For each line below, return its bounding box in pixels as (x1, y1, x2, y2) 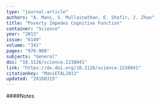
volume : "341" (6, 43, 42, 49)
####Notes (6, 93, 35, 100)
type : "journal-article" (6, 8, 69, 15)
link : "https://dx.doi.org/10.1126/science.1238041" (6, 64, 141, 71)
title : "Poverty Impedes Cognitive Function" (6, 20, 122, 26)
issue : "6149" (6, 37, 42, 43)
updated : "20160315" (6, 76, 58, 82)
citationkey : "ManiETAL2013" (6, 70, 79, 76)
